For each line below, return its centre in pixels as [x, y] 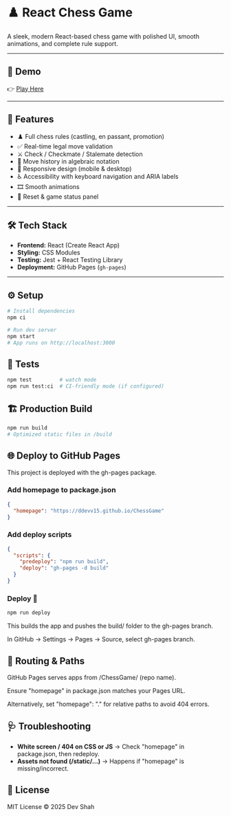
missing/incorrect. [43, 768]
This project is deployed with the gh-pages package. [82, 472]
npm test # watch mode [52, 380]
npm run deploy [29, 613]
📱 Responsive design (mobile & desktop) [74, 168]
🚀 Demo [24, 72]
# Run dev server [32, 330]
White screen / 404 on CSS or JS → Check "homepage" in [101, 747]
